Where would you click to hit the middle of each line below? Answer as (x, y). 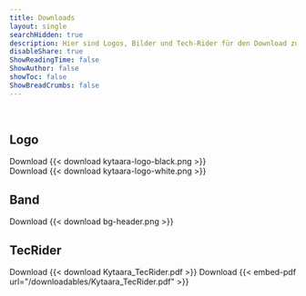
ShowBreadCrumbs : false (55, 85)
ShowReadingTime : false (55, 60)
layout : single (38, 26)
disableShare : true (46, 52)
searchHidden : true (46, 35)
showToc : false (38, 77)
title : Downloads (42, 18)
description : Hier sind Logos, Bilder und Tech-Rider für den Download (148, 43)
